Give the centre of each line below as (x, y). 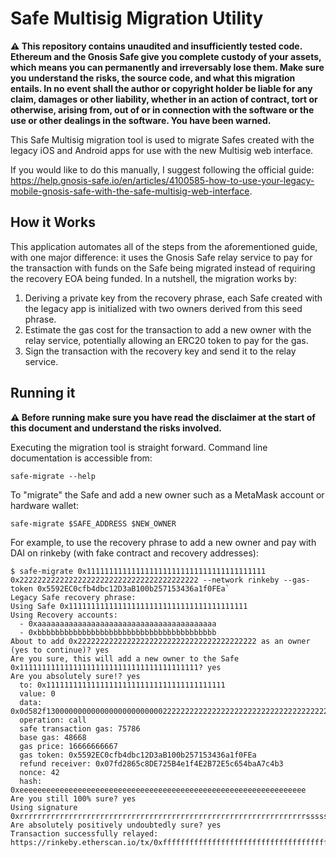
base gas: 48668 (53, 737)
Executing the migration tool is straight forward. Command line (139, 447)
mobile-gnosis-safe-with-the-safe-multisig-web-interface (130, 191)
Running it (43, 393)
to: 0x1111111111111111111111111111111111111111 (122, 685)
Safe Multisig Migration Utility (137, 18)
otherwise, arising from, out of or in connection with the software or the (162, 109)
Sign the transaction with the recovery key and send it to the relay (160, 351)
